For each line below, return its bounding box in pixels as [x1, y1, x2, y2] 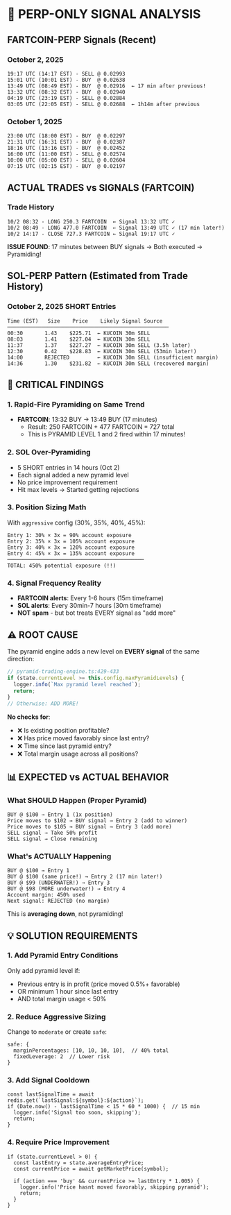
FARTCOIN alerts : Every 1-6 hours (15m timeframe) [17, 594, 164, 602]
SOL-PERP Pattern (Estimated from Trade [7, 270, 189, 282]
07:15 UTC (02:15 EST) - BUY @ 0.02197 [7, 163, 126, 170]
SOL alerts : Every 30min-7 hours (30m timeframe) [17, 602, 162, 610]
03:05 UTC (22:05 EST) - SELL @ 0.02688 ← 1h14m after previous [7, 101, 200, 108]
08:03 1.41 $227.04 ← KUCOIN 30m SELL [7, 336, 151, 343]
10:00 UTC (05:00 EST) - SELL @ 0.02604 [7, 157, 126, 164]
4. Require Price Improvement [7, 1137, 110, 1147]
